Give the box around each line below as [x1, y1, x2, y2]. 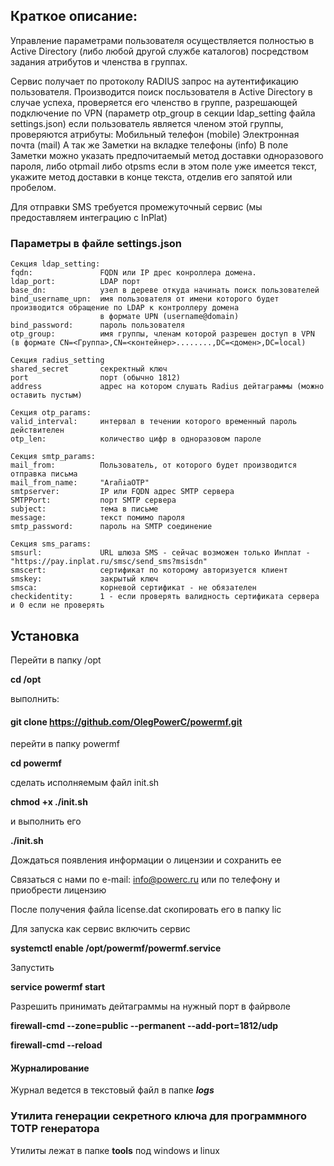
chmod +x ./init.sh [10, 796, 88, 808]
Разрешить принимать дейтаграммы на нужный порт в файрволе [10, 1000, 291, 1013]
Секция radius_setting [10, 355, 105, 366]
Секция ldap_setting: [10, 259, 101, 269]
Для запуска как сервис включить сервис [10, 923, 191, 935]
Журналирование [10, 1062, 90, 1074]
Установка [10, 627, 80, 644]
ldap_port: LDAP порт [10, 277, 141, 287]
